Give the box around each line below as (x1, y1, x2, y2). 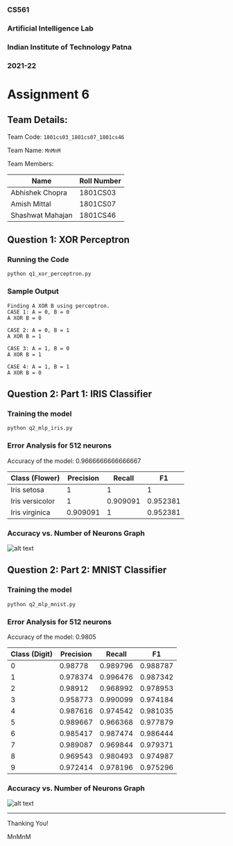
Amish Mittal (10, 199, 51, 209)
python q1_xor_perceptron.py (7, 270, 92, 277)
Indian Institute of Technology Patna (7, 42, 132, 51)
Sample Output (7, 286, 59, 296)
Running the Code (7, 255, 69, 264)
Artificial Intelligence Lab (7, 23, 94, 33)
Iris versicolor (10, 496, 55, 505)
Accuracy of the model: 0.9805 (7, 633, 96, 641)
